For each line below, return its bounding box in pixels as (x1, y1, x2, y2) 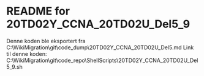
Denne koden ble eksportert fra (6, 37, 86, 44)
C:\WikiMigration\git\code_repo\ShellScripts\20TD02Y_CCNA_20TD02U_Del (6, 57, 198, 64)
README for (6, 4, 70, 18)
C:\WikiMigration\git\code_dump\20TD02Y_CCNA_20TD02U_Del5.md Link (6, 44, 194, 51)
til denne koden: (6, 50, 47, 57)
